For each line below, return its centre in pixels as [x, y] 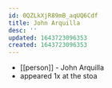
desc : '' [23, 30]
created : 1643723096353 [48, 45]
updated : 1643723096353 [48, 38]
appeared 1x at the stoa [58, 76]
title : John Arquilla [44, 23]
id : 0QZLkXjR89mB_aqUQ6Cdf [53, 15]
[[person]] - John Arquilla [62, 67]
